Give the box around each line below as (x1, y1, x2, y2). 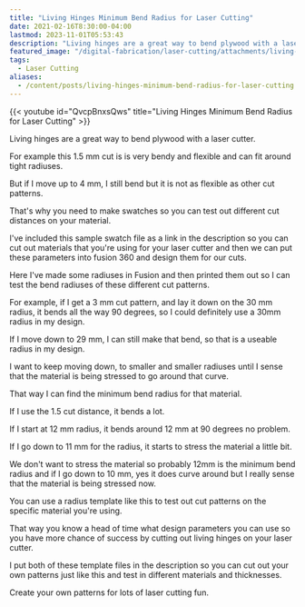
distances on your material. (9, 214, 112, 225)
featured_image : (9, 47, 71, 56)
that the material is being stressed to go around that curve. (9, 370, 230, 382)
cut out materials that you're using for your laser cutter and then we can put (9, 242, 293, 253)
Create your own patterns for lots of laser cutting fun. (9, 587, 209, 598)
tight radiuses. (9, 160, 64, 171)
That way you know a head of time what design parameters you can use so (9, 522, 290, 533)
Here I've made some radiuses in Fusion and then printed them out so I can (9, 269, 290, 280)
